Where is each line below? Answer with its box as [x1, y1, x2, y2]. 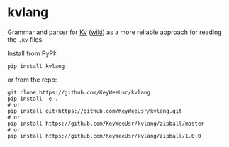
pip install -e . [7, 95, 59, 102]
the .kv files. [7, 35, 44, 43]
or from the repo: [7, 75, 57, 84]
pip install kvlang [7, 62, 65, 70]
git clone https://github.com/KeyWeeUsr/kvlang [7, 89, 151, 96]
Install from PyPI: [7, 49, 57, 58]
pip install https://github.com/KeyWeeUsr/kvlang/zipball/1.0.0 [7, 132, 201, 139]
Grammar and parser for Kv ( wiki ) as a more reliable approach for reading [7, 28, 222, 36]
